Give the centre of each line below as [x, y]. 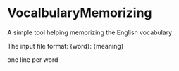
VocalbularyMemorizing [80, 13]
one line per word [33, 59]
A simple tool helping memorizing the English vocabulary [90, 32]
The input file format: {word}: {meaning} [66, 46]
